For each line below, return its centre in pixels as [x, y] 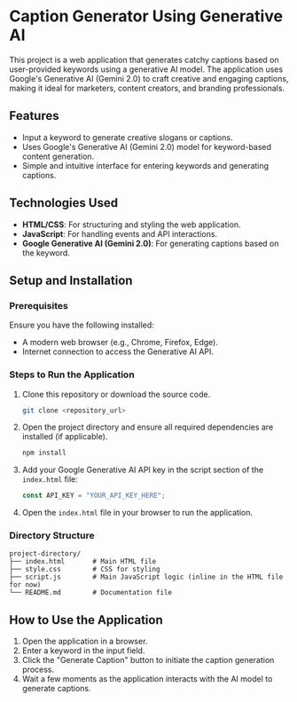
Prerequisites [39, 305]
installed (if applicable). [65, 437]
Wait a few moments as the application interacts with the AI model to [147, 679]
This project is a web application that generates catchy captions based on [144, 59]
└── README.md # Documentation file [91, 593]
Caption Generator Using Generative [146, 16]
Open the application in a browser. [85, 642]
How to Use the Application [86, 620]
